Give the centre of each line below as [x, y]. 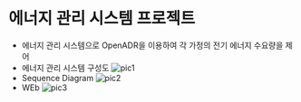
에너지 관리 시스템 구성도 [65, 68]
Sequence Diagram [58, 78]
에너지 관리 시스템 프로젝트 [102, 19]
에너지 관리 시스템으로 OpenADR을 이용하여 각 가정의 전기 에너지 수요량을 [152, 45]
